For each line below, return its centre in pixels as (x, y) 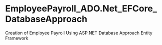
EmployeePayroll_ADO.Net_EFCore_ (81, 9)
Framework (17, 38)
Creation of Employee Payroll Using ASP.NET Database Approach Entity (79, 33)
